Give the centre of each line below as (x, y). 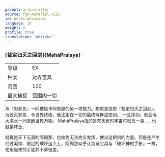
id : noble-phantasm (25, 19)
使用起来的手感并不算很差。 (33, 150)
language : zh (18, 23)
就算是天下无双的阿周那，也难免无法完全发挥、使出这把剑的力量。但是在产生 (82, 137)
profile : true (20, 32)
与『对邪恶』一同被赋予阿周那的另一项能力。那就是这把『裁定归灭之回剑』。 (82, 109)
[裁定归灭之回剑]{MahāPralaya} (43, 55)
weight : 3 (15, 28)
